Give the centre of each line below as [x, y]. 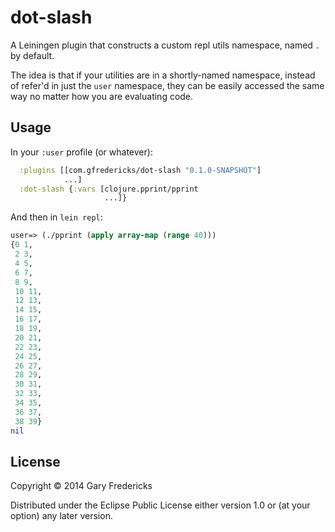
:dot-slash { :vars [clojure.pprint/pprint [109, 189]
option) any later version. [61, 516]
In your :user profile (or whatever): [81, 152]
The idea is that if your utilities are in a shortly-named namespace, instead [163, 75]
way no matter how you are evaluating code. [102, 96]
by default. [32, 55]
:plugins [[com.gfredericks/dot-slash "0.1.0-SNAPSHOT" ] [140, 170]
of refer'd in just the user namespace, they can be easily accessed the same [167, 85]
